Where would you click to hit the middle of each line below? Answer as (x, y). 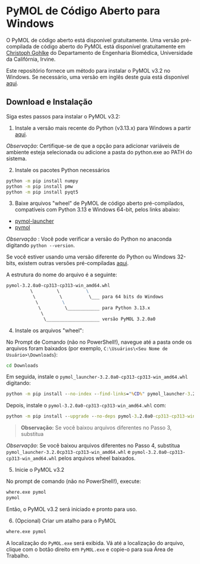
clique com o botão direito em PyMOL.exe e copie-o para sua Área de (90, 549)
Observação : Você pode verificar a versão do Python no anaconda (89, 239)
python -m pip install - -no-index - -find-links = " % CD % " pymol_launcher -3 (98, 394)
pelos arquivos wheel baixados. (97, 458)
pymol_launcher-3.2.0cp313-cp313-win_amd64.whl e (68, 452)
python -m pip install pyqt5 (42, 192)
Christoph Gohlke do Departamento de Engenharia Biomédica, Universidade (99, 52)
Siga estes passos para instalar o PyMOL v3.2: (63, 116)
